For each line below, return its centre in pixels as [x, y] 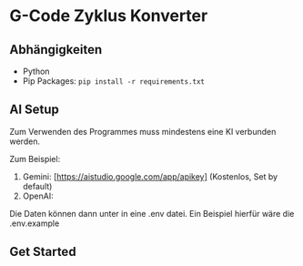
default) [37, 186]
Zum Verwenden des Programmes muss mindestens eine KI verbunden [143, 131]
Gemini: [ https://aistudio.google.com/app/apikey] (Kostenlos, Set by [150, 176]
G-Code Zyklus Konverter [109, 16]
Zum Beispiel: [35, 159]
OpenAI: [38, 196]
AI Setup [34, 110]
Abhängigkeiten [56, 50]
